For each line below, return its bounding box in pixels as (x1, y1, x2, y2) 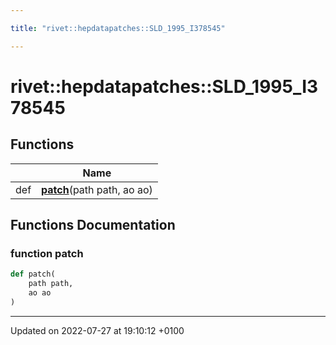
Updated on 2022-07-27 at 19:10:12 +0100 (10, 324, 185, 336)
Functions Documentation (10, 217, 176, 234)
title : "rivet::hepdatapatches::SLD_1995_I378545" (10, 23, 226, 33)
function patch (10, 246, 84, 260)
